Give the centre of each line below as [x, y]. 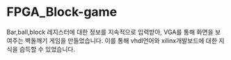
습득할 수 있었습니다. [47, 49]
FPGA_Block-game [62, 12]
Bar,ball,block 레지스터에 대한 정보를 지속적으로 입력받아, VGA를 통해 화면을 [110, 32]
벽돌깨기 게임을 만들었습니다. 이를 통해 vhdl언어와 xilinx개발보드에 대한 [121, 40]
